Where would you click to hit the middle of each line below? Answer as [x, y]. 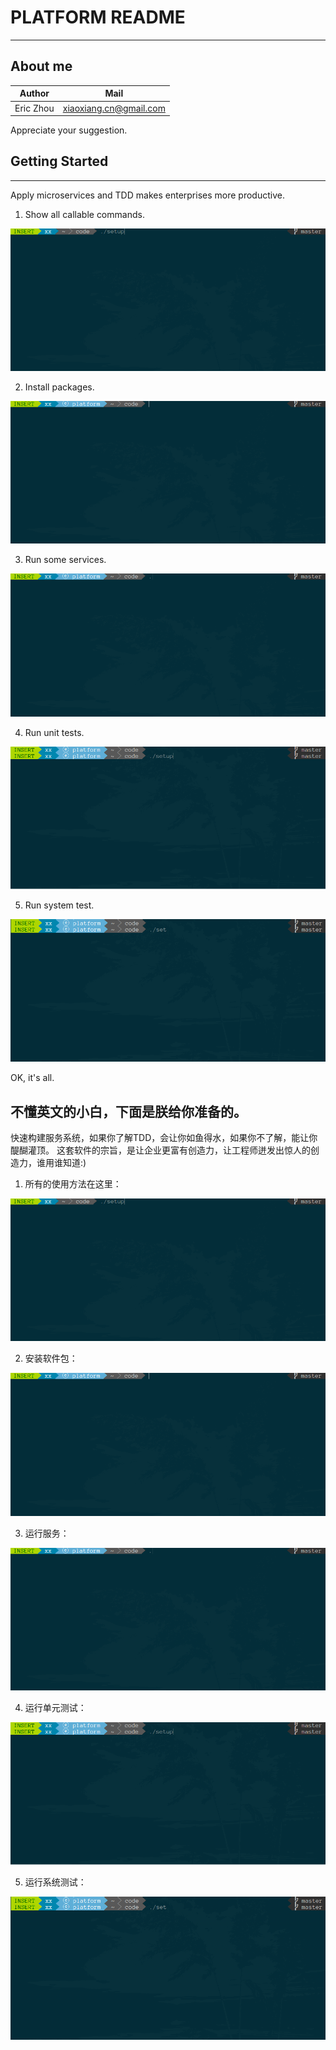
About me [41, 66]
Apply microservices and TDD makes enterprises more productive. [147, 195]
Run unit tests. [54, 732]
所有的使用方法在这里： [73, 1184]
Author [34, 93]
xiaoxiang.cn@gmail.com [114, 108]
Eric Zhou [34, 108]
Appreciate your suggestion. [69, 130]
